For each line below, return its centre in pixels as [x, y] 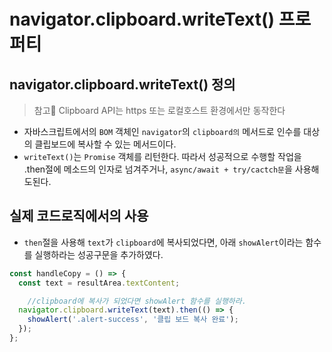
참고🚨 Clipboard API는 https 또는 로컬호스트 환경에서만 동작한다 [159, 110]
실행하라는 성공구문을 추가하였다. [99, 254]
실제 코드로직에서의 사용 [79, 216]
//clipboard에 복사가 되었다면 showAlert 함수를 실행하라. [137, 301]
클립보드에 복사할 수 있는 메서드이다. [105, 144]
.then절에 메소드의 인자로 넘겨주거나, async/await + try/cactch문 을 [158, 169]
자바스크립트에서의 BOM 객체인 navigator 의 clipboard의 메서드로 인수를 [162, 131]
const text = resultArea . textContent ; [99, 283]
